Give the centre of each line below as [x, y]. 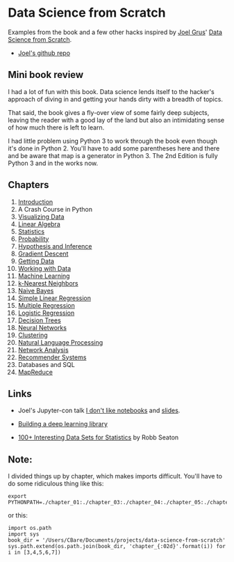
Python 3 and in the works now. [53, 163]
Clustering [33, 335]
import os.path [30, 528]
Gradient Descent [43, 253]
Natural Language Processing [60, 342]
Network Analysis [43, 350]
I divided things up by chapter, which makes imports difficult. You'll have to [115, 476]
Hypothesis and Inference [55, 246]
